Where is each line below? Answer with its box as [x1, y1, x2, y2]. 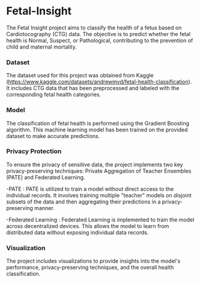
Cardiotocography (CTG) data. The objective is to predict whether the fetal [6, 30, 191, 37]
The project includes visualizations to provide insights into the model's [6, 257, 181, 265]
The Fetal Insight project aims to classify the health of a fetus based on [6, 24, 182, 31]
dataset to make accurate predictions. [6, 132, 100, 139]
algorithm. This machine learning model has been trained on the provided [6, 126, 188, 133]
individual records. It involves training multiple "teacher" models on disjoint [6, 191, 192, 199]
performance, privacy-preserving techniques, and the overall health [6, 264, 174, 271]
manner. [34, 204, 55, 211]
